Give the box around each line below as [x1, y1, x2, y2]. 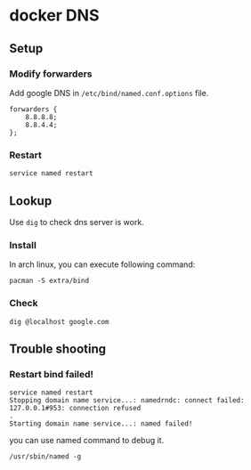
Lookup [9, 193, 53, 208]
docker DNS [9, 5, 100, 26]
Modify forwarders [9, 68, 93, 80]
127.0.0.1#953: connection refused [9, 404, 142, 413]
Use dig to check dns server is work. [9, 216, 144, 227]
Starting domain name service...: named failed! [9, 419, 193, 428]
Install [9, 239, 37, 251]
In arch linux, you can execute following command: [9, 259, 196, 270]
